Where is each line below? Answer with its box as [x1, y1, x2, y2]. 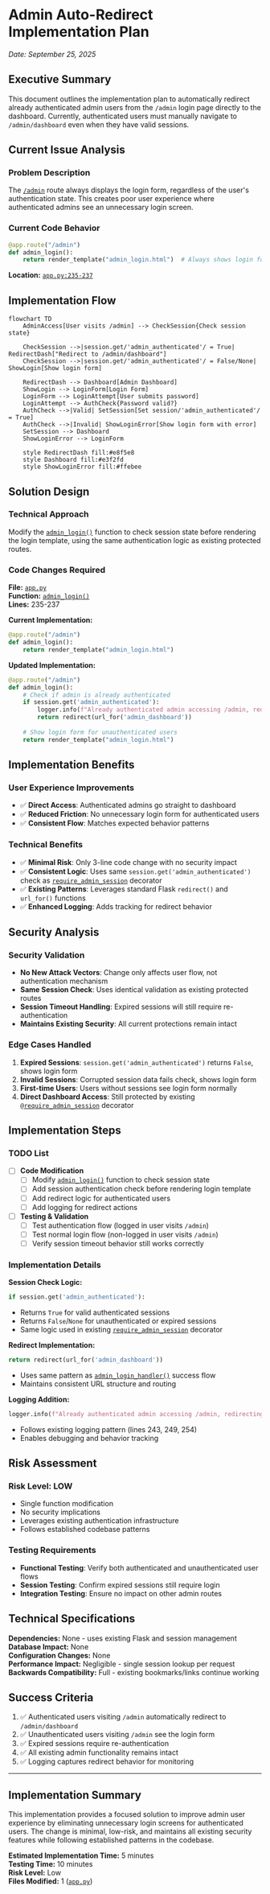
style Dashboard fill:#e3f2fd [22, 456, 125, 464]
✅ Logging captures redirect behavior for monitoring [19, 1756, 194, 1767]
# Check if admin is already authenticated [22, 690, 171, 699]
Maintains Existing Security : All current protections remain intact [19, 1019, 237, 1029]
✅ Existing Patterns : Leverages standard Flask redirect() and [19, 883, 229, 894]
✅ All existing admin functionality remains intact [19, 1748, 179, 1757]
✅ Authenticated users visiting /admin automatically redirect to [19, 1712, 227, 1722]
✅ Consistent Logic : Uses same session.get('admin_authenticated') [19, 867, 252, 876]
